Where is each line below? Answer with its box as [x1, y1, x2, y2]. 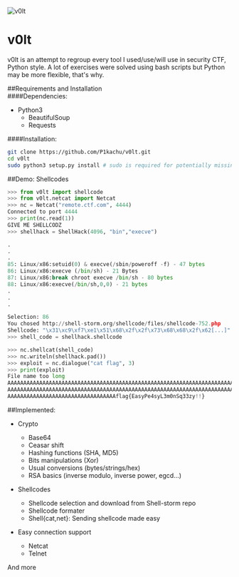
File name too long [7, 373, 65, 380]
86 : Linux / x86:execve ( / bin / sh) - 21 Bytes [7, 267, 139, 275]
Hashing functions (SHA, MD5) [28, 448, 119, 456]
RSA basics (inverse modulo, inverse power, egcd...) [28, 471, 182, 479]
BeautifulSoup [28, 113, 70, 121]
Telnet [28, 549, 48, 558]
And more [7, 563, 37, 571]
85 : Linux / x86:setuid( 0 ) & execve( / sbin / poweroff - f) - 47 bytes [7, 261, 206, 268]
